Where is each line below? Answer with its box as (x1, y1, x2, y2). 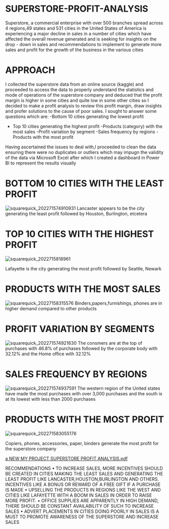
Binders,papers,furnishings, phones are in (74, 300, 162, 306)
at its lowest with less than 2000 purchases (5, 396, 96, 402)
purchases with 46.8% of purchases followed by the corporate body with (5, 345, 158, 351)
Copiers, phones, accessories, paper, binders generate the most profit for (5, 440, 159, 446)
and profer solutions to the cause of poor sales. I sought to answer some (5, 108, 157, 114)
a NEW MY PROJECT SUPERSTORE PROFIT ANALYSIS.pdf (5, 455, 128, 461)
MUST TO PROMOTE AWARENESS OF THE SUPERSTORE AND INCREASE (5, 513, 159, 519)
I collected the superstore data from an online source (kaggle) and (5, 81, 143, 87)
